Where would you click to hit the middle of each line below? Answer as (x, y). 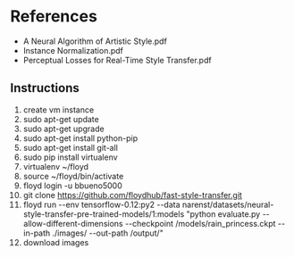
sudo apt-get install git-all (71, 147)
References (54, 17)
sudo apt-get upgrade (64, 128)
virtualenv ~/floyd (55, 166)
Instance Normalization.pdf (73, 50)
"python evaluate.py (223, 214)
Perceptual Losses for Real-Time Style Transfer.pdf (118, 60)
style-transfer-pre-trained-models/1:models (104, 214)
